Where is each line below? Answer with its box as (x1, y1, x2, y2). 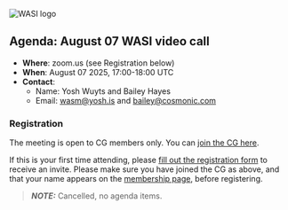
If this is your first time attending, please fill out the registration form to (9, 155, 268, 166)
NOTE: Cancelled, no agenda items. (30, 191, 163, 201)
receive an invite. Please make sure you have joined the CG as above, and (9, 164, 280, 175)
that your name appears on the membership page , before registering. (9, 174, 264, 184)
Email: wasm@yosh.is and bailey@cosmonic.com (35, 95, 216, 105)
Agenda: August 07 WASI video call (9, 34, 211, 49)
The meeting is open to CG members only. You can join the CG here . (9, 137, 260, 148)
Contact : (21, 76, 56, 87)
